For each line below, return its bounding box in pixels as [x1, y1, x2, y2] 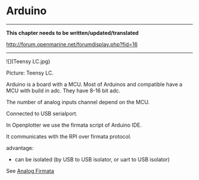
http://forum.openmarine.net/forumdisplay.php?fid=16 [6, 40, 138, 48]
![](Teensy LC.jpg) [6, 57, 50, 65]
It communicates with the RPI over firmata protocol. [6, 133, 131, 140]
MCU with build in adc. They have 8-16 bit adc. [6, 87, 121, 94]
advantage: [6, 144, 34, 152]
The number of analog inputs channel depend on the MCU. [6, 98, 150, 105]
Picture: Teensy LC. [6, 69, 54, 76]
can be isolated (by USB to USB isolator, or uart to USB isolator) [14, 156, 170, 163]
